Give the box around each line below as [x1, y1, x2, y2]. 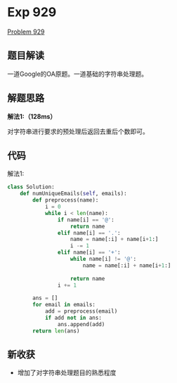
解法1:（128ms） [7, 112, 57, 120]
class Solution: [7, 183, 55, 190]
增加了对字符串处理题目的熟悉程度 [17, 368, 117, 377]
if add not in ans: [44, 314, 102, 321]
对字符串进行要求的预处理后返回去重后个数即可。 [7, 127, 149, 136]
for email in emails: [32, 301, 96, 309]
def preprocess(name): [32, 197, 99, 204]
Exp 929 [7, 4, 57, 20]
